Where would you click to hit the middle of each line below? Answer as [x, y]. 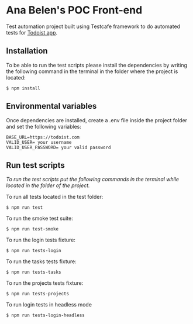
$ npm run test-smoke [32, 229]
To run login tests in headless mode [49, 305]
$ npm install [23, 88]
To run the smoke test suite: [39, 218]
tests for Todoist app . [32, 32]
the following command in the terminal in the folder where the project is [92, 71]
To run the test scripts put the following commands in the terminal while [93, 180]
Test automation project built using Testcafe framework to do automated [93, 26]
